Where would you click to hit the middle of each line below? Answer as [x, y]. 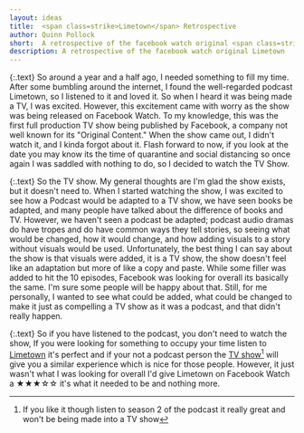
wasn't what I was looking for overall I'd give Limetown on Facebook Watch [150, 373]
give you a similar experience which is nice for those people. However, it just [152, 364]
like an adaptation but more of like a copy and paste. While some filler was [148, 268]
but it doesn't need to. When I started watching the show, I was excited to [146, 191]
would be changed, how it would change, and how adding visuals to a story [150, 239]
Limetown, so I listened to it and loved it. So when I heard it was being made [151, 97]
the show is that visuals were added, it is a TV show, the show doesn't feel [148, 258]
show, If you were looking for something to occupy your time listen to [138, 343]
